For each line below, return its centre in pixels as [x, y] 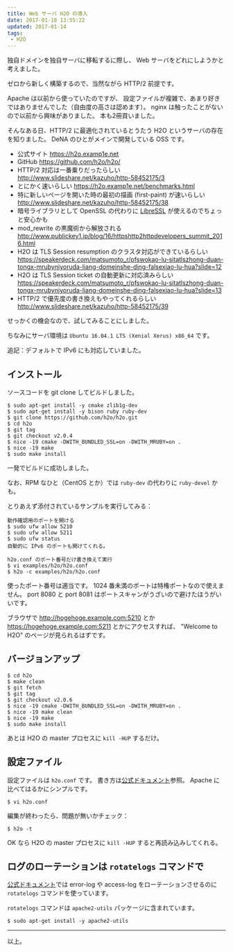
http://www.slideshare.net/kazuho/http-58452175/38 [93, 203]
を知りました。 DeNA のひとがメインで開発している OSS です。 [98, 139]
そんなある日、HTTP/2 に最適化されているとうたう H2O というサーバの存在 [115, 131]
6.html [26, 243]
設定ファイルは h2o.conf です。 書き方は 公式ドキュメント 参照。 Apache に [114, 780]
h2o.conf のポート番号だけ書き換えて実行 [60, 559]
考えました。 [25, 69]
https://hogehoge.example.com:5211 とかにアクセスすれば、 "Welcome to [113, 626]
